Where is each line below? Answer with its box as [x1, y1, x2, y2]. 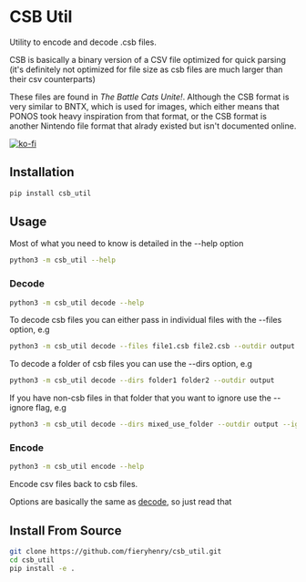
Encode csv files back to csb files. [9, 479, 138, 490]
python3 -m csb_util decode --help [9, 298, 145, 307]
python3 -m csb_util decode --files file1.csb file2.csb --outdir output [9, 342, 296, 351]
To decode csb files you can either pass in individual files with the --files [9, 315, 282, 326]
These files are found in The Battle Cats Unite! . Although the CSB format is [9, 91, 290, 102]
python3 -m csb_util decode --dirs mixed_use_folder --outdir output [9, 420, 280, 430]
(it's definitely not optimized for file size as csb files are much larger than [9, 64, 283, 75]
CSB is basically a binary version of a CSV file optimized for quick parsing [9, 54, 287, 65]
